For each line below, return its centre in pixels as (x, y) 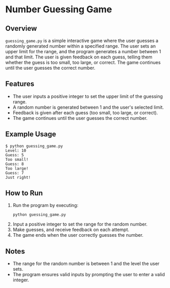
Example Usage (31, 134)
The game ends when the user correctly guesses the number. (78, 235)
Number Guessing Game (59, 9)
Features (20, 84)
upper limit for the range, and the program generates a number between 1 (83, 52)
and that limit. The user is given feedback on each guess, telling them (79, 57)
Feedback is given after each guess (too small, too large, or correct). (85, 112)
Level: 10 (16, 150)
